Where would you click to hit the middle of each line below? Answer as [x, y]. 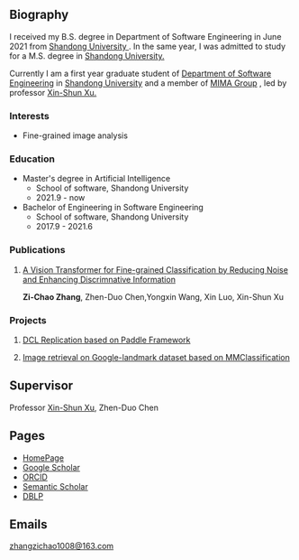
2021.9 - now [60, 198]
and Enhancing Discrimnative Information [99, 279]
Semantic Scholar [55, 486]
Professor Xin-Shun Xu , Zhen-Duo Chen [84, 407]
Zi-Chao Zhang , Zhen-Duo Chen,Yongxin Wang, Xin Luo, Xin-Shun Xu [153, 296]
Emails [28, 524]
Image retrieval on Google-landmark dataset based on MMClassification [156, 357]
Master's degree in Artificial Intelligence [96, 179]
